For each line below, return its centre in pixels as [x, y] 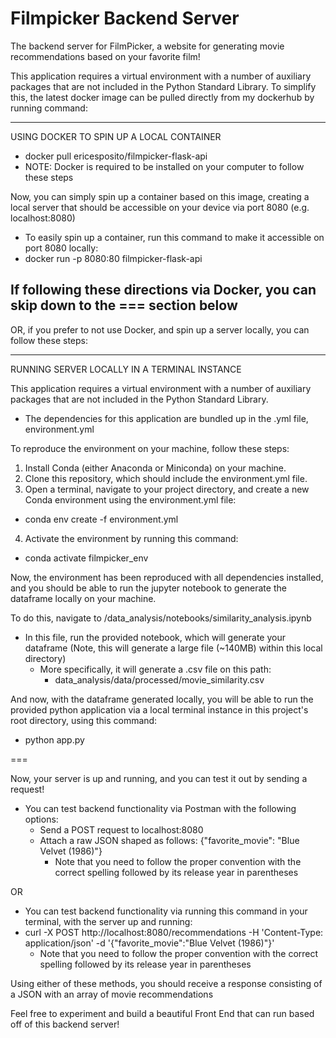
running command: [49, 108]
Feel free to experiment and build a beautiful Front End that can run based [162, 1013]
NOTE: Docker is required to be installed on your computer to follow [164, 166]
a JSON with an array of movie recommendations [112, 994]
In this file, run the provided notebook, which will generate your [155, 637]
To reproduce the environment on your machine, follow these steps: [150, 448]
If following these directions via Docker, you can [163, 290]
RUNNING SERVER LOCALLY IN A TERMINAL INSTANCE [126, 369]
